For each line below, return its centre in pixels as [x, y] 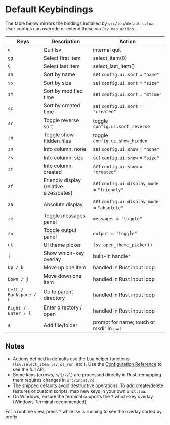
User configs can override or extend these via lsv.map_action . [70, 28]
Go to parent [58, 291]
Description [66, 41]
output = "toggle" [115, 233]
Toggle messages [65, 215]
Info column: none [65, 149]
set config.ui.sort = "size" [126, 83]
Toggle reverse [61, 120]
